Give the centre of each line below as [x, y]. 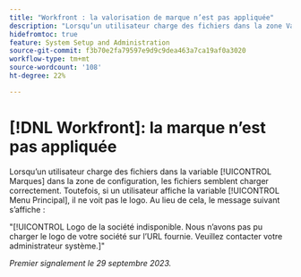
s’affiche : [27, 209]
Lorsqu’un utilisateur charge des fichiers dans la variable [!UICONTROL [140, 172]
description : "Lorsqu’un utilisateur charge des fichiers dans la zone [146, 26]
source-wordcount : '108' [56, 68]
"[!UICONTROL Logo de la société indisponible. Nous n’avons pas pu [136, 227]
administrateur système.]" [57, 246]
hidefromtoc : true [43, 34]
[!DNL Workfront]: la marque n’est [138, 127]
